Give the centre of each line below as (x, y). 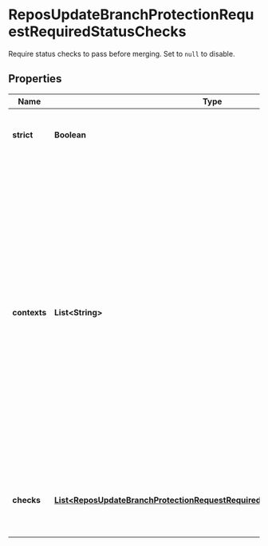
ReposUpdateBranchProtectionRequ (131, 15)
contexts (30, 312)
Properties (35, 79)
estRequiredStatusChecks (97, 32)
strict (23, 135)
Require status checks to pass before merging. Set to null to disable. (122, 53)
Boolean (70, 135)
